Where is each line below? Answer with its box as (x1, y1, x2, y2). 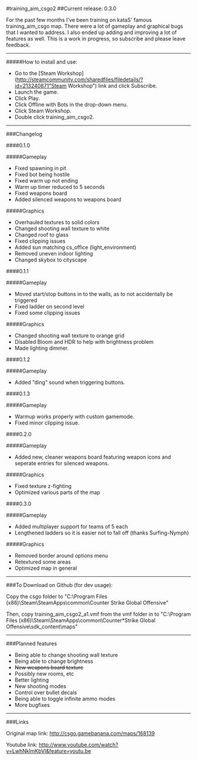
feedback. (6, 41, 30, 48)
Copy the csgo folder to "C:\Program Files (6, 593, 107, 600)
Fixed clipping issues (14, 238, 66, 244)
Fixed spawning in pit (14, 165, 66, 171)
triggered (14, 297, 38, 304)
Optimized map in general (14, 565, 77, 572)
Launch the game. (14, 88, 59, 95)
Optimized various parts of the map (14, 489, 101, 496)
